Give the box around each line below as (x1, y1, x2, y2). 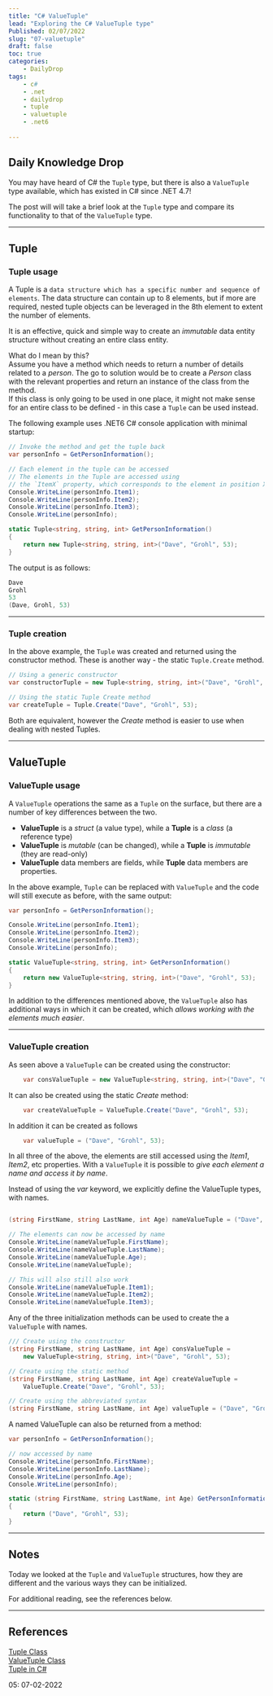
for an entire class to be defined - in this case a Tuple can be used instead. (8, 402, 258, 412)
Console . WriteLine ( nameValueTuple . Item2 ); (8, 1290, 154, 1299)
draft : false (8, 42, 53, 51)
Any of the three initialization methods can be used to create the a (8, 1313, 230, 1323)
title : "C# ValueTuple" (8, 11, 89, 20)
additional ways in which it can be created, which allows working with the (8, 1004, 254, 1014)
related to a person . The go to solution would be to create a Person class (8, 368, 252, 378)
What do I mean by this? (8, 351, 89, 361)
